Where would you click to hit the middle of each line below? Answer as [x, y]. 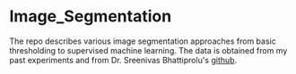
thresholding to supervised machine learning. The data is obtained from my [148, 50]
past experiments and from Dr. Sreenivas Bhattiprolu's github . [123, 60]
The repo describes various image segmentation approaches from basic [143, 41]
